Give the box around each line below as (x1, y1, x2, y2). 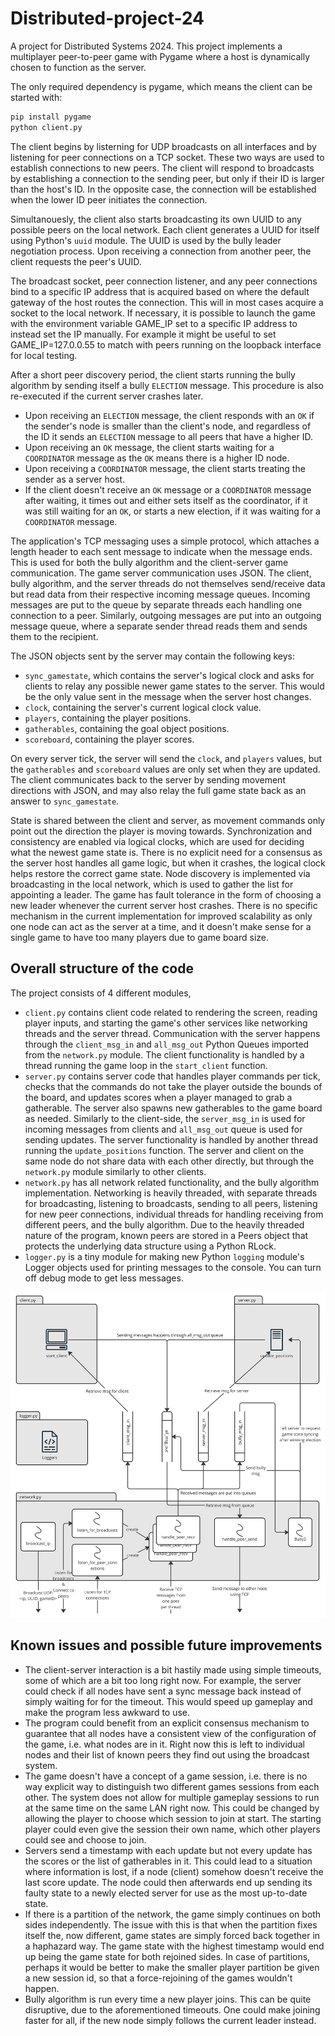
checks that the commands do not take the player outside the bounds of (24, 1080, 323, 1092)
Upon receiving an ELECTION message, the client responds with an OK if (24, 409, 315, 421)
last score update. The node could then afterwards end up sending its (24, 1876, 313, 1888)
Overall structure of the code (10, 960, 194, 977)
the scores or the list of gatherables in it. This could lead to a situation (24, 1855, 313, 1867)
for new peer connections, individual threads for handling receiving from (24, 1208, 324, 1220)
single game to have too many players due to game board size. (10, 931, 270, 943)
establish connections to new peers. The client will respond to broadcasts (10, 162, 315, 174)
